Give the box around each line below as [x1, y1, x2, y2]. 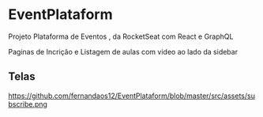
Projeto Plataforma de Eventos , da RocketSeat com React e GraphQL [8, 32, 234, 41]
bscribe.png [8, 99, 47, 108]
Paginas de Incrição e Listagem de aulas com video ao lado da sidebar [8, 47, 239, 56]
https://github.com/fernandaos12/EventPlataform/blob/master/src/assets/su [8, 91, 255, 100]
